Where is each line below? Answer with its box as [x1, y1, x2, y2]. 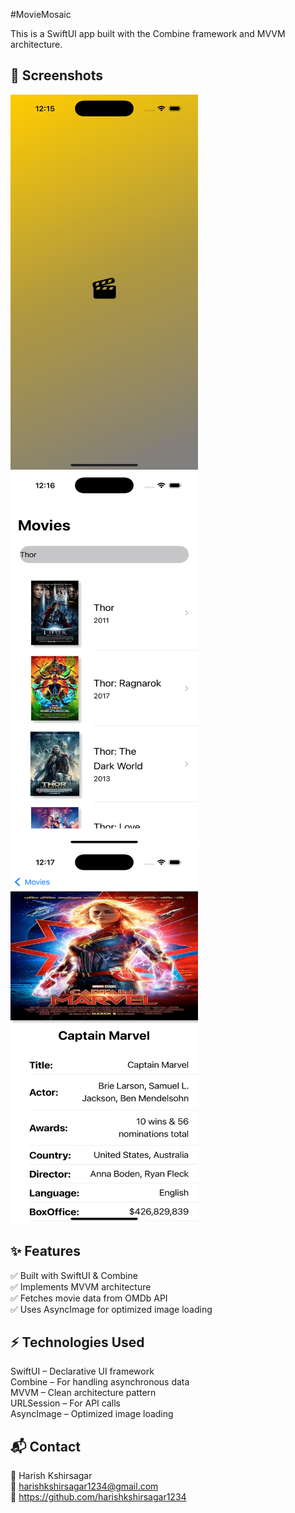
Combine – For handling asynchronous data [10, 1376, 190, 1388]
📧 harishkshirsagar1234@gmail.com [10, 1480, 159, 1493]
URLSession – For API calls [10, 1397, 121, 1409]
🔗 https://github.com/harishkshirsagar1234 [10, 1491, 187, 1503]
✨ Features [10, 1243, 81, 1260]
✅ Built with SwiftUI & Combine [10, 1269, 138, 1281]
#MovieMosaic [10, 9, 72, 20]
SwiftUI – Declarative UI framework [10, 1365, 155, 1378]
